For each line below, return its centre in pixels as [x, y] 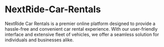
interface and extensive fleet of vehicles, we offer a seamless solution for [82, 34]
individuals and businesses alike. [39, 40]
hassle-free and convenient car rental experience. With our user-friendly [81, 29]
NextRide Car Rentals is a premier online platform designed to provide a [80, 24]
